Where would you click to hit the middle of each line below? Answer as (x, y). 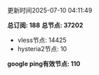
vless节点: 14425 (42, 40)
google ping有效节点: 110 (44, 64)
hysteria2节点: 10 (42, 49)
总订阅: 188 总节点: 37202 (45, 25)
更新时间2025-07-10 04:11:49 (50, 10)
